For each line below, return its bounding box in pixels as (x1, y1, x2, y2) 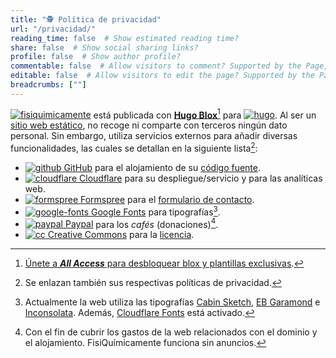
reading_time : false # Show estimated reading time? (10, 33, 240, 43)
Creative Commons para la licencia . (47, 229, 195, 241)
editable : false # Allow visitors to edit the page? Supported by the (10, 71, 315, 81)
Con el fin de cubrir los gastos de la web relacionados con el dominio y (24, 326, 318, 338)
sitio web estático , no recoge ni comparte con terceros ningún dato (10, 119, 288, 131)
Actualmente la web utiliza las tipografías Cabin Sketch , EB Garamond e (24, 296, 321, 308)
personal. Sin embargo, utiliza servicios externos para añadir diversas (10, 130, 298, 142)
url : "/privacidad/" (10, 24, 97, 34)
